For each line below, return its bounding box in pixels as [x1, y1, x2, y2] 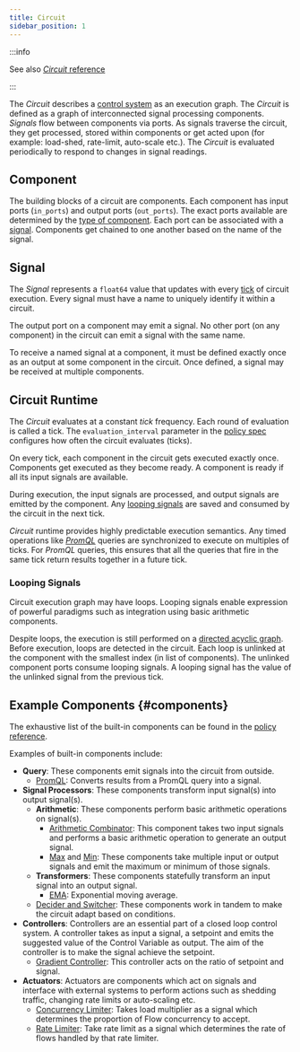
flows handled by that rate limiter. [35, 1033, 159, 1044]
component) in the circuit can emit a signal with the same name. [9, 329, 246, 341]
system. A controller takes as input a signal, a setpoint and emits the [21, 928, 275, 939]
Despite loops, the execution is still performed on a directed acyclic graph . [9, 634, 284, 644]
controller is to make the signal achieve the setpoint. [21, 947, 215, 958]
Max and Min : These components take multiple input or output [48, 852, 279, 863]
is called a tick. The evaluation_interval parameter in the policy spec [9, 425, 267, 436]
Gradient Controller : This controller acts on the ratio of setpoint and [35, 957, 285, 968]
